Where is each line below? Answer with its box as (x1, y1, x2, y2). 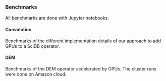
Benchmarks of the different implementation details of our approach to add (5, 38, 161, 44)
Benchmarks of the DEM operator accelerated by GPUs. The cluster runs (5, 65, 156, 71)
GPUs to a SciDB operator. (5, 43, 60, 49)
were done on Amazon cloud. (5, 71, 67, 77)
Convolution (5, 26, 32, 32)
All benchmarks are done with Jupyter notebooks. (5, 15, 109, 21)
